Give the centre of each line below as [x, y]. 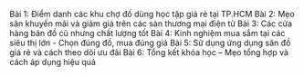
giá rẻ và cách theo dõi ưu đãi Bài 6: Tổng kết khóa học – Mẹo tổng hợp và [149, 52]
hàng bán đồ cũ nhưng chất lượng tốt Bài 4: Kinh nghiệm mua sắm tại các [147, 33]
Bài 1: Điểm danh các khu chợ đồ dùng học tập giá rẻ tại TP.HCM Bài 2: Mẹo [152, 14]
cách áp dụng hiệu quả [52, 62]
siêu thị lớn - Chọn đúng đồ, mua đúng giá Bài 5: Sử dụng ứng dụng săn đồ [150, 43]
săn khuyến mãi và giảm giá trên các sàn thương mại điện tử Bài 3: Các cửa [151, 24]
